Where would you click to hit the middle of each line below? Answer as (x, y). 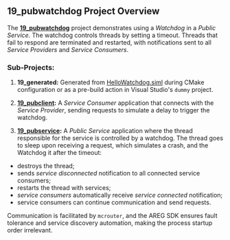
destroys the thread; (46, 166)
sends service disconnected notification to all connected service (108, 173)
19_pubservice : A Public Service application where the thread (105, 131)
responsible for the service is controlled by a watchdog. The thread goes (120, 138)
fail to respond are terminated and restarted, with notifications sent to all (109, 42)
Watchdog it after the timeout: (59, 153)
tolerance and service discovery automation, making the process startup (110, 223)
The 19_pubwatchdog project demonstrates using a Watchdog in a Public (112, 27)
